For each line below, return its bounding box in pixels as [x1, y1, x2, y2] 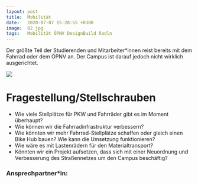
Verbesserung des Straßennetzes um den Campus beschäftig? [14, 155, 168, 162]
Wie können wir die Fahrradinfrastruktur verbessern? [14, 123, 144, 130]
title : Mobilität [6, 14, 51, 20]
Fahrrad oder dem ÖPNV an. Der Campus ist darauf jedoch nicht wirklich [6, 53, 183, 60]
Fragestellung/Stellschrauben [6, 91, 156, 104]
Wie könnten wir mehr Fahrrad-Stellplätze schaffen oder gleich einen [14, 129, 183, 136]
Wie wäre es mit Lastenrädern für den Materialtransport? [14, 142, 154, 149]
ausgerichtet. [6, 60, 38, 67]
